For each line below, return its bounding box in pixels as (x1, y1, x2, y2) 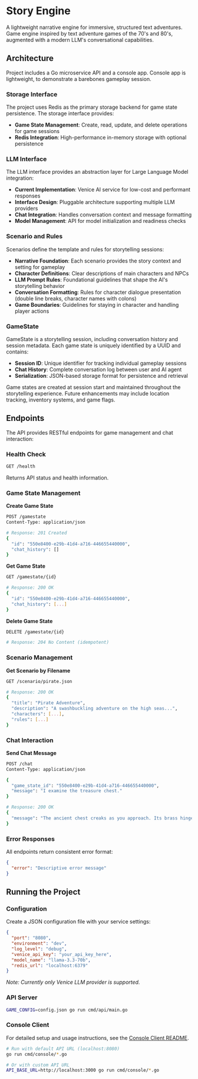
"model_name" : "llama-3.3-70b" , (11, 957, 91, 963)
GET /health (6, 464, 35, 469)
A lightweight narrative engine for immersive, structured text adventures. (6, 24, 183, 31)
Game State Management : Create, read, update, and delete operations (14, 121, 187, 128)
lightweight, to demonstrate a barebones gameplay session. (6, 75, 151, 82)
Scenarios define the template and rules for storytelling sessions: (6, 245, 164, 252)
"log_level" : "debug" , (11, 946, 67, 952)
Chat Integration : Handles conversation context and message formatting (14, 211, 192, 218)
